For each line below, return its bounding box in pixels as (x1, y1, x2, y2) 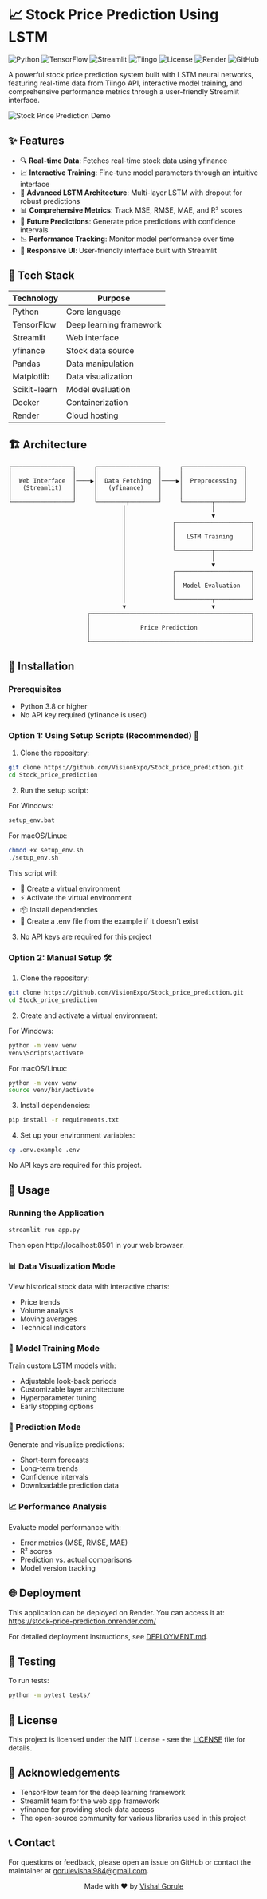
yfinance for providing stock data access (19, 1804, 155, 1814)
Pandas (12, 358, 41, 369)
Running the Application (8, 1207, 104, 1218)
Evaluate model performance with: (8, 1522, 121, 1532)
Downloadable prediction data (19, 1480, 120, 1490)
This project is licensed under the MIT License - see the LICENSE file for (8, 1734, 245, 1745)
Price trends (19, 1297, 61, 1306)
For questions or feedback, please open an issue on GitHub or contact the (8, 1857, 252, 1867)
